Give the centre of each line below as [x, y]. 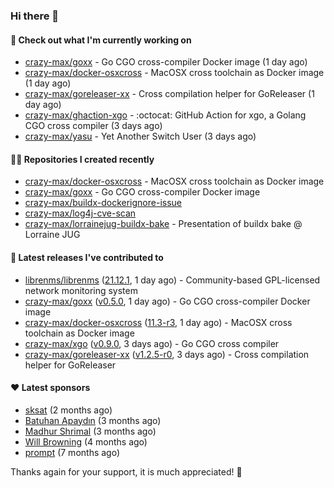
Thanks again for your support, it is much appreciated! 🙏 [126, 471]
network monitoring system [81, 290]
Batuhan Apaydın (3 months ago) [93, 420]
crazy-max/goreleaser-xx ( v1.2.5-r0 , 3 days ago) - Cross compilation [167, 354]
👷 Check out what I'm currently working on [101, 40]
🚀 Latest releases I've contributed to [87, 257]
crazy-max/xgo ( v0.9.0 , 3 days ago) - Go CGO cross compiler [152, 343]
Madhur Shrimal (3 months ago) [90, 431]
